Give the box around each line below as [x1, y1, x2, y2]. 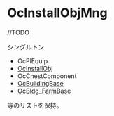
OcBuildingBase [17, 79, 64, 87]
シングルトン [7, 42, 44, 51]
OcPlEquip [17, 56, 48, 65]
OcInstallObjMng [7, 5, 108, 21]
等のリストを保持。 [7, 101, 63, 110]
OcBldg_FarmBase [17, 86, 71, 95]
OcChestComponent [17, 72, 77, 80]
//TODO [7, 28, 30, 37]
